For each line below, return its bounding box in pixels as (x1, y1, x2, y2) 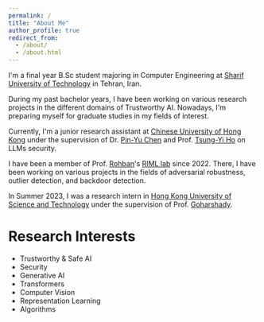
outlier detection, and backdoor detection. (8, 176, 146, 185)
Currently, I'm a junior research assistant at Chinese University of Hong (8, 126, 242, 136)
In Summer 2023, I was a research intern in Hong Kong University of (8, 192, 232, 200)
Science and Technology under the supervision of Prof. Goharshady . (8, 200, 233, 209)
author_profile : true (8, 26, 80, 34)
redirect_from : (8, 33, 59, 42)
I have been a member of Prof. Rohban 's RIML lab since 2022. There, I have (8, 159, 256, 168)
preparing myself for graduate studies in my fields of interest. (8, 111, 209, 120)
